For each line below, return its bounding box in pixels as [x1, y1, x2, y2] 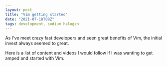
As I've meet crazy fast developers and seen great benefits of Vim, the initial [5, 35, 162, 41]
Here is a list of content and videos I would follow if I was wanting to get [5, 50, 153, 56]
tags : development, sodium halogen [5, 21, 79, 26]
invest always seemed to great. [5, 40, 69, 46]
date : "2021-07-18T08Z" [5, 16, 55, 21]
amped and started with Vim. [5, 55, 65, 61]
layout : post [5, 7, 32, 12]
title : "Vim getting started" [5, 12, 68, 17]
